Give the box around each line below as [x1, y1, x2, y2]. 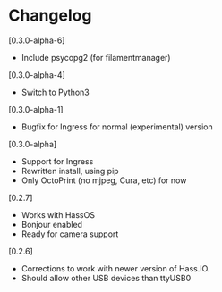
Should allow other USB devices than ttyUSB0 [21, 272, 192, 283]
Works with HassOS [21, 209, 96, 220]
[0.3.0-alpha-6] [8, 35, 65, 46]
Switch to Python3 [21, 87, 90, 97]
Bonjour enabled [21, 219, 82, 229]
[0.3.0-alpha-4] [8, 69, 66, 80]
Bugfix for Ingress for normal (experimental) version [21, 121, 213, 132]
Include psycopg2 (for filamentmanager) [21, 52, 171, 63]
